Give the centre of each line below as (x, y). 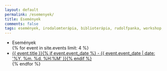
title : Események (23, 19)
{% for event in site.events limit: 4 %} (50, 48)
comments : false (21, 24)
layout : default (21, 10)
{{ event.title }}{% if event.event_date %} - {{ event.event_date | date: (83, 53)
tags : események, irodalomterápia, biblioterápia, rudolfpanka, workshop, (84, 28)
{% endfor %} (26, 64)
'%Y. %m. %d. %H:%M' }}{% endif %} (52, 58)
